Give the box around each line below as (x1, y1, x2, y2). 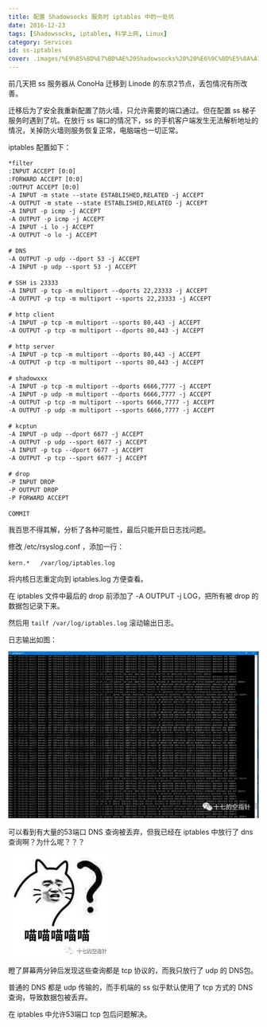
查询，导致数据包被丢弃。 (8, 992, 92, 1002)
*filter (8, 159, 34, 167)
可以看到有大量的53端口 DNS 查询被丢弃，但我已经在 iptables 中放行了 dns (8, 827, 253, 837)
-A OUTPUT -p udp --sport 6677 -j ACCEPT (8, 438, 148, 446)
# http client (8, 311, 56, 319)
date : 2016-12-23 (8, 21, 66, 29)
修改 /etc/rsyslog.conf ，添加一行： (8, 542, 125, 551)
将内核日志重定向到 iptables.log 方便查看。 (8, 574, 149, 583)
